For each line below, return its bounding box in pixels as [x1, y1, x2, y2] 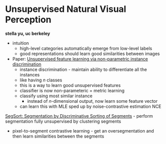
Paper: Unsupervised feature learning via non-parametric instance [12, 56, 148, 62]
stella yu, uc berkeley [5, 30, 51, 36]
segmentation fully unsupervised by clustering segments [5, 118, 121, 124]
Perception [5, 14, 52, 25]
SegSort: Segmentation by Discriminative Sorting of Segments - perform [5, 113, 153, 119]
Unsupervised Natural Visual [5, 3, 126, 15]
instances [19, 72, 40, 77]
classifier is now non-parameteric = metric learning [19, 87, 125, 93]
